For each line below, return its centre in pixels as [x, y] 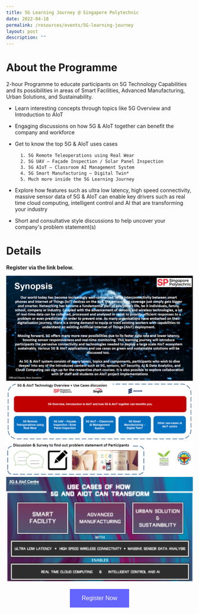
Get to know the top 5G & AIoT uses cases [66, 144]
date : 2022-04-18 [28, 19]
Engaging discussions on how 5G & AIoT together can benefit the [94, 126]
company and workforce [45, 132]
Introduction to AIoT [39, 115]
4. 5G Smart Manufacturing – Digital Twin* [75, 173]
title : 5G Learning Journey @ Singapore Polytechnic [73, 12]
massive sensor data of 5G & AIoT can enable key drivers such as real [100, 197]
